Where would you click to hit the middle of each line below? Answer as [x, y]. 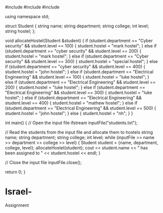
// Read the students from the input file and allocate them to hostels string [79, 132]
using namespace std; [27, 16]
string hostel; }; [20, 31]
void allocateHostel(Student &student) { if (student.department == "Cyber [79, 41]
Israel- [19, 192]
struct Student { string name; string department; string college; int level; [77, 26]
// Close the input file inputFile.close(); [43, 162]
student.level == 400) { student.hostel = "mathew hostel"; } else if [71, 103]
